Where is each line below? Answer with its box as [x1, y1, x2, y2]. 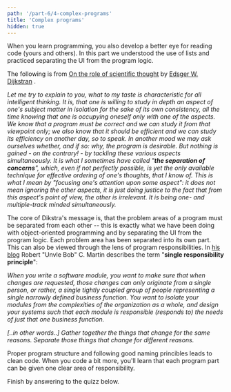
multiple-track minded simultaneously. [7, 201, 117, 209]
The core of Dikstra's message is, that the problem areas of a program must [7, 214, 223, 222]
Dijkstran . [7, 77, 36, 86]
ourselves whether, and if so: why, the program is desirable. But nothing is [7, 142, 219, 150]
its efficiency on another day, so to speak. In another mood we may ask [7, 135, 212, 143]
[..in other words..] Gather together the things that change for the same [7, 329, 210, 337]
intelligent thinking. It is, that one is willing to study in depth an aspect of [7, 98, 214, 106]
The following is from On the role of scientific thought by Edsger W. [7, 70, 199, 78]
